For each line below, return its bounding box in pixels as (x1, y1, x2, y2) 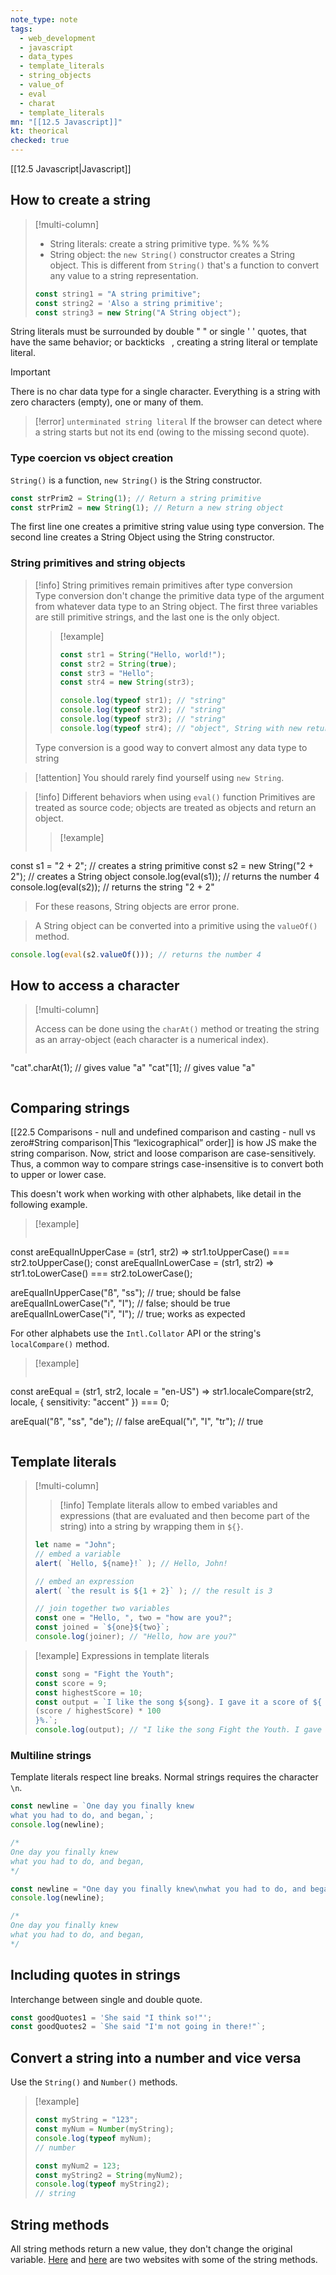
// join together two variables (34, 1604, 170, 1614)
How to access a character (10, 977, 180, 995)
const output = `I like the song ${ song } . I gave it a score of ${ (34, 1697, 323, 1707)
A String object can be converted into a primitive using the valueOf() (34, 919, 318, 931)
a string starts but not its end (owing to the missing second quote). (34, 426, 310, 438)
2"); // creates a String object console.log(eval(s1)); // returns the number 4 (10, 870, 320, 882)
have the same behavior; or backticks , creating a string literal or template (10, 336, 319, 348)
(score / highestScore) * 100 (34, 1706, 162, 1716)
